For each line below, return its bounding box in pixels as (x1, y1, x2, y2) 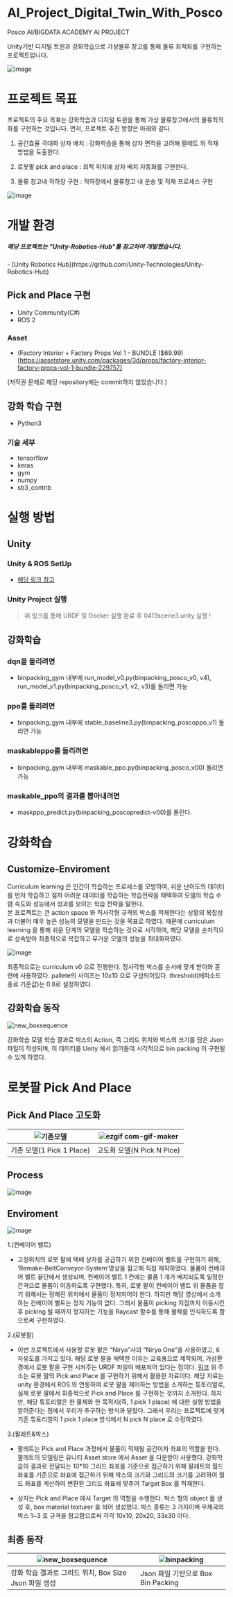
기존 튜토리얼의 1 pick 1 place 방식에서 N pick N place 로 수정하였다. (17, 1415, 205, 1423)
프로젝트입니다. (7, 51, 49, 59)
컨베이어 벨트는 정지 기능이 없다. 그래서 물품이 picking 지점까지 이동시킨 (30, 1299, 225, 1307)
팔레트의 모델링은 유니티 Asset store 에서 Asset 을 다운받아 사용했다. (17, 1453, 205, 1462)
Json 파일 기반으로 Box (139, 1569, 213, 1578)
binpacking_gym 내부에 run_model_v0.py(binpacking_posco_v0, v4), (17, 674, 212, 682)
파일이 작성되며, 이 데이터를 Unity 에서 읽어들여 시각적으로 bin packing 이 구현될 (7, 1044, 225, 1052)
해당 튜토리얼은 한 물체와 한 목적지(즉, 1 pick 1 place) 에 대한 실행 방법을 (26, 1398, 222, 1406)
